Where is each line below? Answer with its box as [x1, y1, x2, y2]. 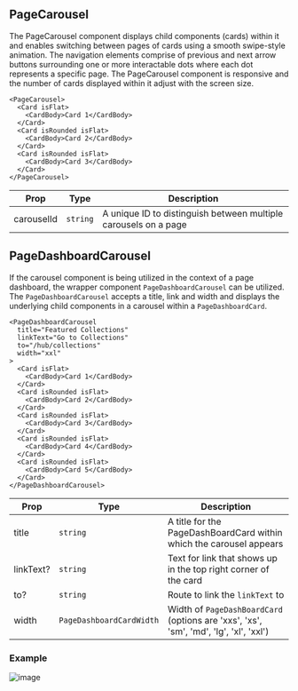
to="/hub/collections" [17, 341, 101, 350]
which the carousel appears [167, 537, 284, 550]
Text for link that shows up [167, 552, 278, 564]
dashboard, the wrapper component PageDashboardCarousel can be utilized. [9, 282, 286, 292]
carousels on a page [101, 218, 188, 230]
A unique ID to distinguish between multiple [101, 207, 284, 219]
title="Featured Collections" [17, 325, 129, 334]
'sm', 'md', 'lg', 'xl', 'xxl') [167, 625, 270, 638]
